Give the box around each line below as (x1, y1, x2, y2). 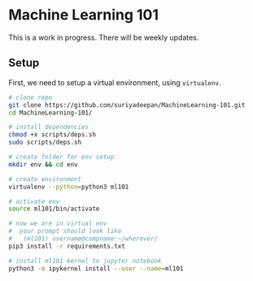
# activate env (8, 197, 60, 205)
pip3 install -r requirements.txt (8, 242, 126, 250)
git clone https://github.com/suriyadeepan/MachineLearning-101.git (8, 101, 246, 109)
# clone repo (8, 93, 53, 102)
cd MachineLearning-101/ (8, 108, 93, 117)
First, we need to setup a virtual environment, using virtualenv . (8, 77, 221, 87)
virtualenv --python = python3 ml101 (8, 183, 129, 191)
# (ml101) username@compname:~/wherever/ (8, 235, 159, 243)
